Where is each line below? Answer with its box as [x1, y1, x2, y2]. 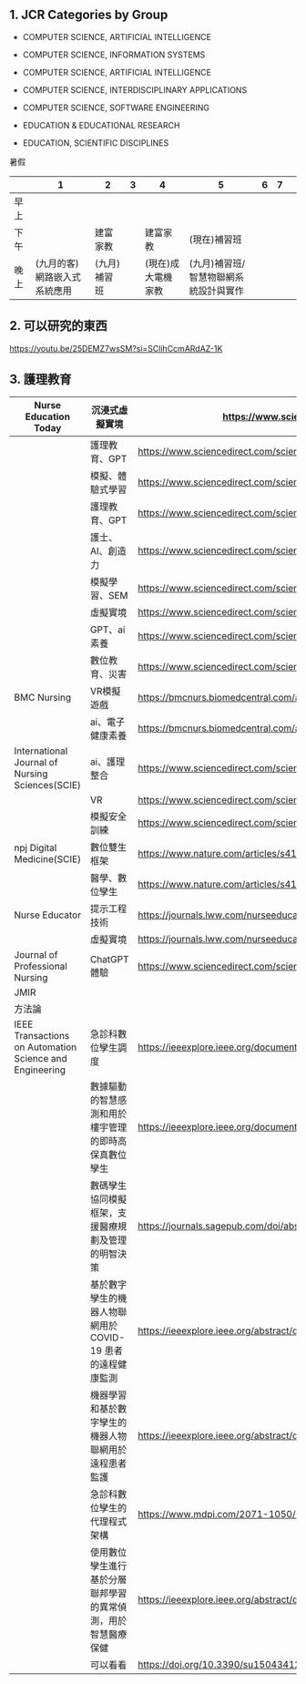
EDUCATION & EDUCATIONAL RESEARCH [22, 119, 180, 130]
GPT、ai [89, 623, 126, 636]
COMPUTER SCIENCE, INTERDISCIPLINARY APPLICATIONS [22, 84, 248, 95]
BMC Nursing [14, 692, 72, 704]
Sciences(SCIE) [14, 779, 82, 792]
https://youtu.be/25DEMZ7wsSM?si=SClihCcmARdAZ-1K [9, 343, 223, 354]
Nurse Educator [14, 909, 82, 921]
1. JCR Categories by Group [9, 7, 168, 23]
